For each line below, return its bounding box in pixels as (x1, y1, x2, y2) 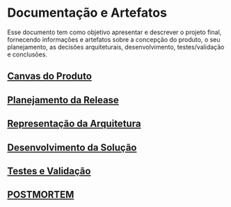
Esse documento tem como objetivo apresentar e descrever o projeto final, (7, 28, 222, 36)
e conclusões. (7, 50, 47, 59)
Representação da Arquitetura (7, 118, 141, 130)
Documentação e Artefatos (7, 5, 167, 21)
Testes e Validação (7, 165, 91, 177)
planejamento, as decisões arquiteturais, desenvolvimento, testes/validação (7, 43, 225, 51)
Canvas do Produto (7, 70, 93, 82)
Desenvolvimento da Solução (7, 141, 137, 153)
